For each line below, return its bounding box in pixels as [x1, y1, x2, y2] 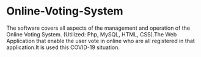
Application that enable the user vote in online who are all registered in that [6, 37, 196, 44]
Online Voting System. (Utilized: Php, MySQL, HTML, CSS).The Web [6, 30, 177, 38]
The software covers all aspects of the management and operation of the [6, 24, 191, 32]
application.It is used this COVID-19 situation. [6, 44, 120, 51]
